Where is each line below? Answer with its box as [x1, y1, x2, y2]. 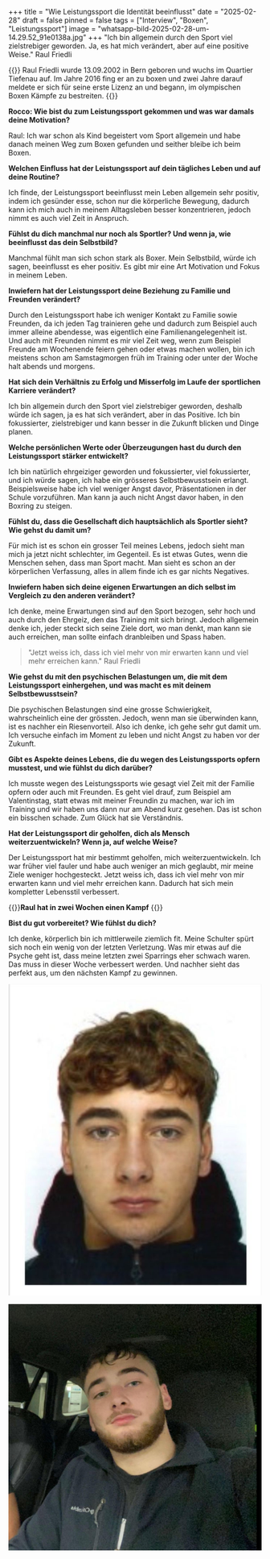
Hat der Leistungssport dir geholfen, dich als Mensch [8, 829, 190, 838]
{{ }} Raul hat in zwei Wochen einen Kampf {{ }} [8, 903, 163, 912]
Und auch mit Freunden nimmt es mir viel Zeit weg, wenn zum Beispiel [8, 336, 241, 345]
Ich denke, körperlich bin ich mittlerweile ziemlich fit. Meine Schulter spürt [8, 934, 255, 943]
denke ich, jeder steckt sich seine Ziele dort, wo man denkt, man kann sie [8, 624, 252, 633]
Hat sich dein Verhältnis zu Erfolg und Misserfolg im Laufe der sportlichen [8, 377, 261, 386]
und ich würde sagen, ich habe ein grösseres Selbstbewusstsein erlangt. [8, 476, 249, 484]
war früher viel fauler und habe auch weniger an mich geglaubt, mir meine [8, 862, 254, 871]
